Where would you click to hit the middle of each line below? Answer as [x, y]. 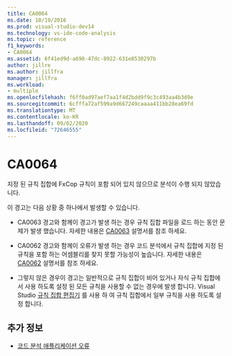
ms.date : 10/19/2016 [37, 20]
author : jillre [29, 65]
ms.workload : [26, 85]
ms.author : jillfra [35, 71]
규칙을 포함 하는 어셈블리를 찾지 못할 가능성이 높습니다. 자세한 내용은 [109, 255]
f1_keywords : [26, 46]
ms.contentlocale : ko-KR [43, 117]
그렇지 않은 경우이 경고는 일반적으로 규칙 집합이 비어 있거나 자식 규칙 [109, 278]
